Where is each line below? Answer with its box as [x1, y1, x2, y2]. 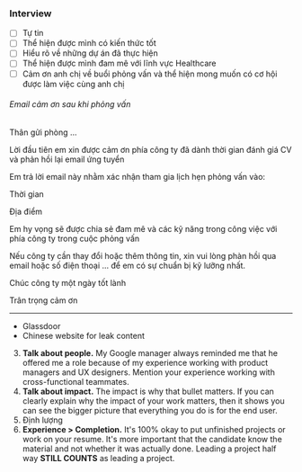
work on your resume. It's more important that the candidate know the [22, 433, 283, 444]
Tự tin [22, 28, 44, 39]
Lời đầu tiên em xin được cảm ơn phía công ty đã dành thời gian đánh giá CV [9, 144, 292, 155]
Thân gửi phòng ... [9, 127, 78, 138]
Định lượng [22, 414, 63, 425]
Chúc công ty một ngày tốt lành [9, 277, 127, 288]
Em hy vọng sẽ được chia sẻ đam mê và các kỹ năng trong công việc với [9, 223, 278, 234]
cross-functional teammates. [22, 376, 130, 387]
